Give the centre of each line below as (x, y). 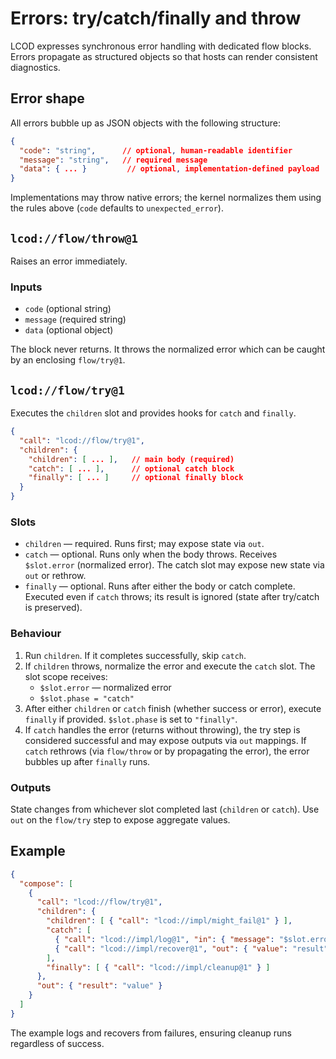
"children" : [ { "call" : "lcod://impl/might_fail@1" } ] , (169, 921)
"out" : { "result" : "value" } (99, 986)
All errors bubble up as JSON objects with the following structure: (145, 123)
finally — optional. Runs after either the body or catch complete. (160, 586)
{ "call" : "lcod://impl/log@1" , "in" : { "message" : (164, 939)
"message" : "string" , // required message (113, 160)
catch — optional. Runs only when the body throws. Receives (151, 554)
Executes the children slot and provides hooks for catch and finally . (153, 413)
